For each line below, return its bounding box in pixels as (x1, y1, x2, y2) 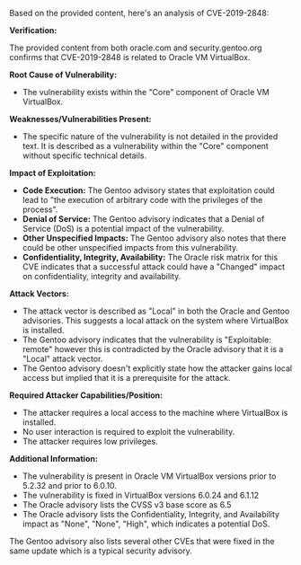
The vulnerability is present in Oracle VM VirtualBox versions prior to (22, 471, 277, 481)
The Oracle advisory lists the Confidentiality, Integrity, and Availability (22, 509, 280, 519)
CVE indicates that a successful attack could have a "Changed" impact (22, 261, 286, 272)
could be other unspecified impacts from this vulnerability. (22, 243, 239, 252)
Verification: (9, 25, 58, 35)
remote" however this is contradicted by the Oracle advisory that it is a (22, 344, 284, 354)
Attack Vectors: (9, 288, 70, 299)
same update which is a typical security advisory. (9, 545, 192, 556)
